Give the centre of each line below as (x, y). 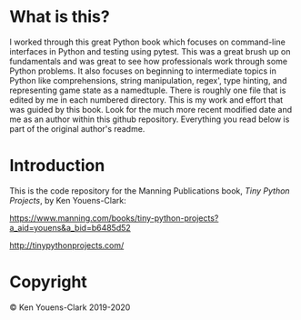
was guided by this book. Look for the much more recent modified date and (151, 109)
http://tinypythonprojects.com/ (67, 245)
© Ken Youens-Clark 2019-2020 (70, 307)
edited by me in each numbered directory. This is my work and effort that (146, 100)
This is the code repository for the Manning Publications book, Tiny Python (150, 190)
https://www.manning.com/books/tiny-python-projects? (114, 218)
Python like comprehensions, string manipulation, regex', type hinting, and (148, 80)
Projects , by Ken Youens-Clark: (68, 200)
